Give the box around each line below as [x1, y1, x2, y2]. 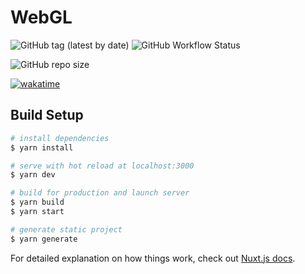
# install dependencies [10, 133, 110, 143]
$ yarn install [10, 142, 74, 153]
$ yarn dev [10, 170, 56, 180]
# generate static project [10, 224, 123, 235]
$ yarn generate [10, 234, 78, 244]
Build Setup [10, 107, 84, 124]
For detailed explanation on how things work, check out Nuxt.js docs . [10, 252, 296, 264]
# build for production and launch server [10, 188, 190, 198]
